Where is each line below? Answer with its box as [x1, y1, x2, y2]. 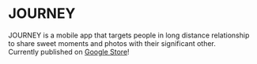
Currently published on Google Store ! [8, 47, 130, 56]
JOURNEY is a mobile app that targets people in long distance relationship [8, 30, 250, 40]
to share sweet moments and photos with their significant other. [8, 38, 216, 48]
